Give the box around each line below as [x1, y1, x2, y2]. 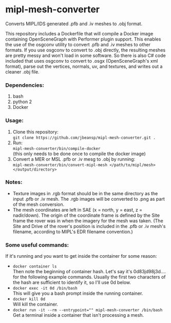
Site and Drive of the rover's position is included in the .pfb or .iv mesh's [12, 223, 166, 229]
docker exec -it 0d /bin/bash [12, 286, 78, 291]
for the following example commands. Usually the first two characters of [12, 274, 166, 280]
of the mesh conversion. [12, 201, 65, 207]
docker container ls [12, 264, 57, 269]
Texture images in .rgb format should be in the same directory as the [12, 190, 158, 196]
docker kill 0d [12, 297, 46, 302]
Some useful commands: [5, 241, 69, 249]
